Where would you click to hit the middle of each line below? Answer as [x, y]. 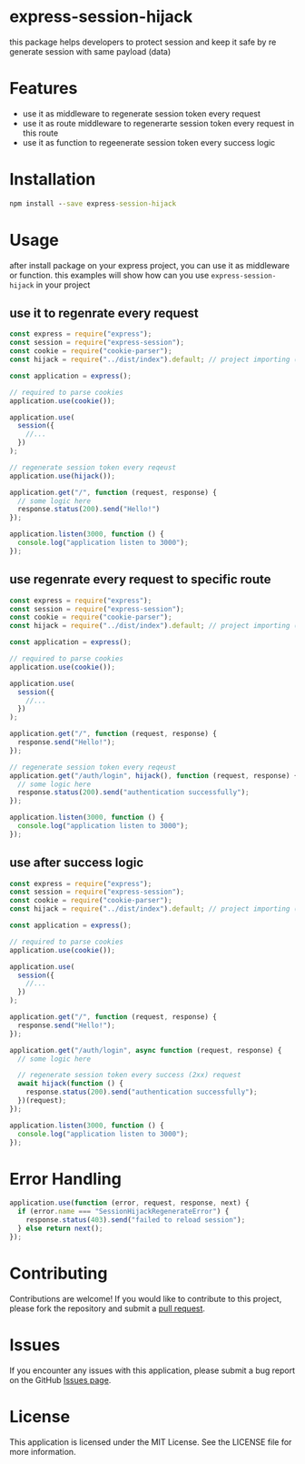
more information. [43, 1451]
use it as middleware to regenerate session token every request [142, 113]
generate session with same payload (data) [90, 51]
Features [44, 89]
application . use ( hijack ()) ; [63, 476]
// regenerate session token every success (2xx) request [130, 1075]
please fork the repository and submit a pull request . [108, 1308]
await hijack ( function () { [71, 1084]
